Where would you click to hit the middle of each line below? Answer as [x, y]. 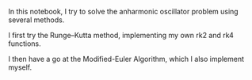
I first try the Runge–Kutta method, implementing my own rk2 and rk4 [121, 35]
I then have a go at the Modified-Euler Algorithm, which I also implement [126, 59]
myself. [20, 67]
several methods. [36, 20]
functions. [25, 44]
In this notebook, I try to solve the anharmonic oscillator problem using [124, 11]
